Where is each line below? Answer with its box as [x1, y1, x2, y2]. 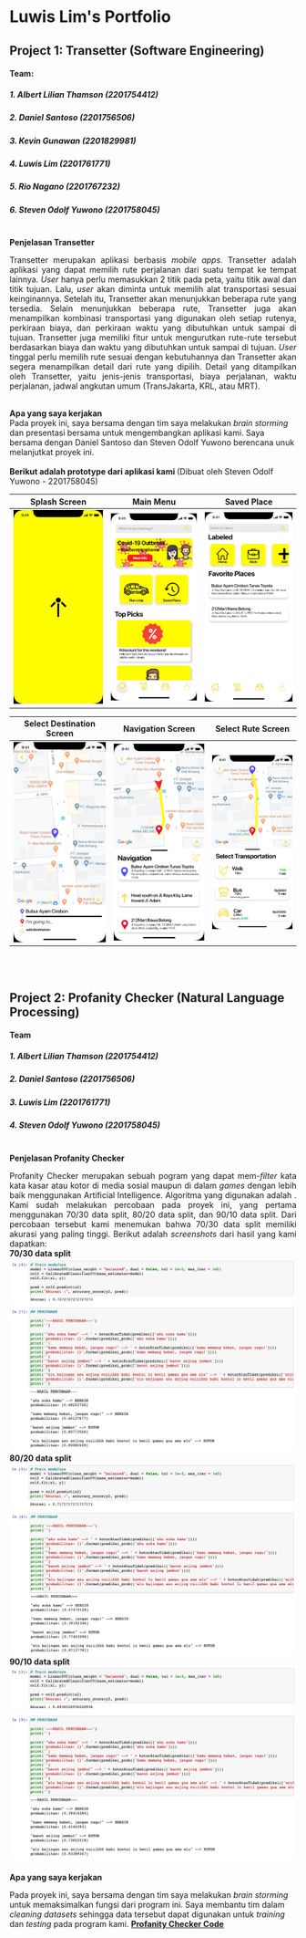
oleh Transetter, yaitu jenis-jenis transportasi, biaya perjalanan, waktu [9, 371, 297, 382]
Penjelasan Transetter [9, 237, 96, 248]
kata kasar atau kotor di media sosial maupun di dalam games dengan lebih [9, 1180, 297, 1191]
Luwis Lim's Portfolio [9, 6, 171, 27]
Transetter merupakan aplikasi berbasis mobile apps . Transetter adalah [9, 255, 297, 266]
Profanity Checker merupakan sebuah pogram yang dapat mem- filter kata [9, 1170, 297, 1181]
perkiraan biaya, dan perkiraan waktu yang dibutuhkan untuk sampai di [9, 322, 297, 334]
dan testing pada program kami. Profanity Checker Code [9, 1918, 225, 1929]
